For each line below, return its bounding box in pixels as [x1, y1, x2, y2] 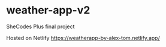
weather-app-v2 [6, 4, 90, 17]
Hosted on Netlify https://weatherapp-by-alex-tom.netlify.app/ [6, 34, 160, 41]
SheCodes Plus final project [6, 23, 75, 30]
